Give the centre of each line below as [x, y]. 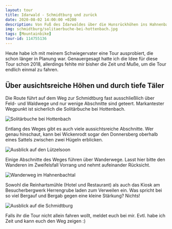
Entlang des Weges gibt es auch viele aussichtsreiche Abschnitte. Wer [80, 129]
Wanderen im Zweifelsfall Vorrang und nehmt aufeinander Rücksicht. [78, 165]
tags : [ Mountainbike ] [28, 34]
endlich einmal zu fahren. [32, 69]
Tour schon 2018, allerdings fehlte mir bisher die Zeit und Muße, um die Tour [86, 64]
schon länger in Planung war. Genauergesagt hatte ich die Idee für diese [81, 58]
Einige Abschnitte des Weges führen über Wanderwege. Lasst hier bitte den [85, 159]
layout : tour [19, 10]
